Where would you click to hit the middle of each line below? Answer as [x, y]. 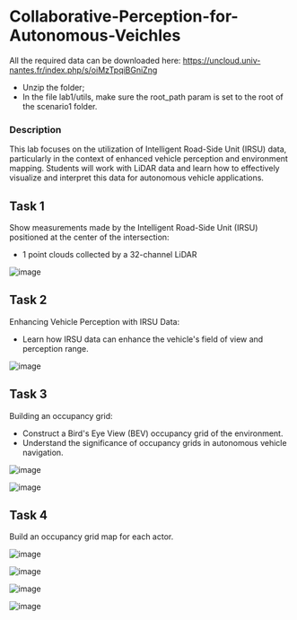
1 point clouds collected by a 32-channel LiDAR [109, 255]
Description [35, 129]
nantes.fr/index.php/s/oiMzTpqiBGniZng [83, 70]
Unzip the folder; [53, 87]
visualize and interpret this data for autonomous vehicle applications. [137, 178]
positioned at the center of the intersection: [89, 237]
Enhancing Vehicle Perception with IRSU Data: [95, 321]
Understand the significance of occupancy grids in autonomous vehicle [154, 442]
